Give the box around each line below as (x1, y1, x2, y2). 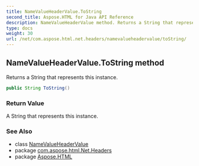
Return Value (6, 99, 44, 107)
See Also (6, 127, 33, 135)
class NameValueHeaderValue (14, 141, 89, 148)
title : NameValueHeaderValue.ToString (6, 8, 102, 15)
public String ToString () (6, 85, 70, 91)
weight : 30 (6, 31, 33, 37)
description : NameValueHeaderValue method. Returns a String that (6, 19, 174, 25)
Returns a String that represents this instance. (6, 73, 118, 80)
